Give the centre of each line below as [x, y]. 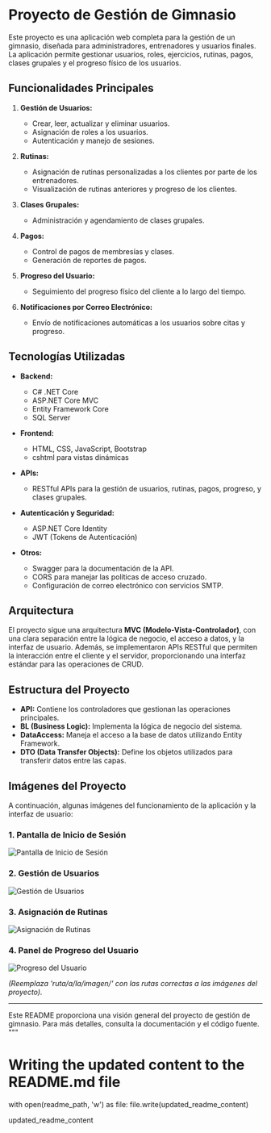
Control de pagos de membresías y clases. [103, 251]
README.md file [65, 1082]
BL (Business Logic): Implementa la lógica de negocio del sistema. [131, 726]
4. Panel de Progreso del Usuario [74, 950]
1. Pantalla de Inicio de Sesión [67, 834]
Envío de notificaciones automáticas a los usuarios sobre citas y [139, 322]
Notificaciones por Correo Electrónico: [86, 307]
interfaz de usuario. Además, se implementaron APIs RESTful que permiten [133, 647]
